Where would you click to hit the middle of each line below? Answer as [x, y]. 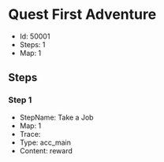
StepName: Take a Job [56, 117]
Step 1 [20, 100]
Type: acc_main [45, 142]
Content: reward [46, 150]
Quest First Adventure [82, 15]
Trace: [30, 134]
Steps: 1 [32, 44]
